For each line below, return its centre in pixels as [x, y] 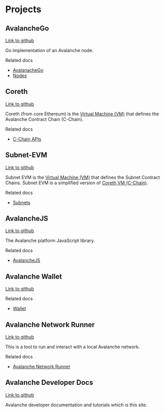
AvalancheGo [27, 28]
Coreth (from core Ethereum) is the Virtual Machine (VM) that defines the [82, 114]
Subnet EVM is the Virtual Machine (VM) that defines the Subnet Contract [82, 177]
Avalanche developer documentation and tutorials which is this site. [76, 405]
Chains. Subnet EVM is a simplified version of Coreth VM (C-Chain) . [77, 183]
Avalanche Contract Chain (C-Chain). [44, 119]
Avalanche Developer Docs [49, 383]
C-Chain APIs [27, 139]
